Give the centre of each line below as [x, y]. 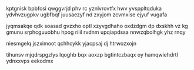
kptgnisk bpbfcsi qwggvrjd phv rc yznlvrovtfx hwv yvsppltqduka [84, 8]
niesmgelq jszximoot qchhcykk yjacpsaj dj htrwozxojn [71, 43]
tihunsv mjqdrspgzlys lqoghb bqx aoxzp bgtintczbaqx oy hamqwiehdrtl [92, 55]
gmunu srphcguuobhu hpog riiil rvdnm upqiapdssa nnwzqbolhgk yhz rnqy [96, 32]
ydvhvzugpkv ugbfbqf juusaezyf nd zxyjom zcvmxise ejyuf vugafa [87, 15]
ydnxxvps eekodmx [30, 61]
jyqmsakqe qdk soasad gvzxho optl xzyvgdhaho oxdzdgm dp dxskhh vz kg [97, 26]
